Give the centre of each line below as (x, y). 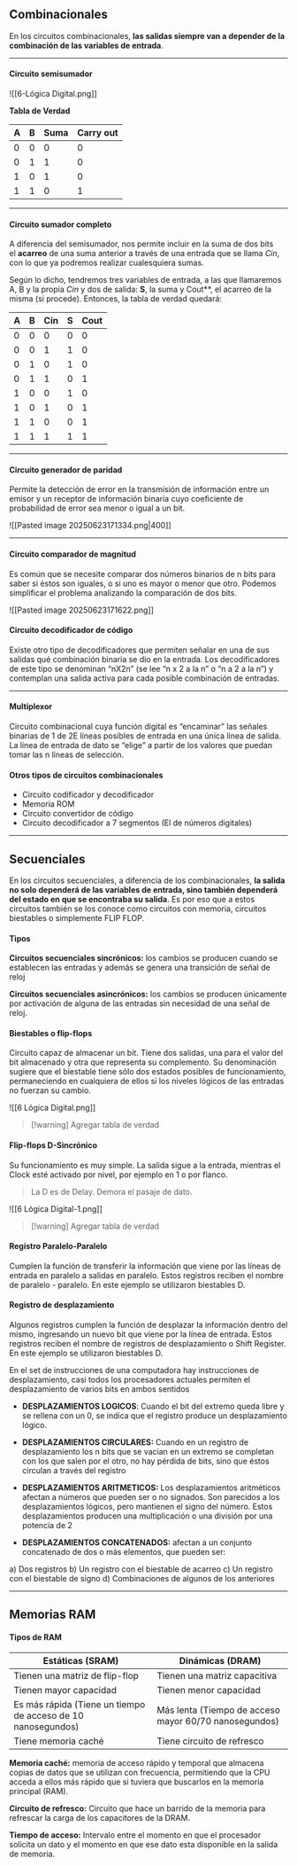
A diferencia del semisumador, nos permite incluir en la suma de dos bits (141, 244)
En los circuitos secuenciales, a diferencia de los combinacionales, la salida (147, 880)
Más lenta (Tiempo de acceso (219, 1710)
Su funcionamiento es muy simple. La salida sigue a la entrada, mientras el (145, 1165)
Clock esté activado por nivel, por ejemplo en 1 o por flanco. (118, 1175)
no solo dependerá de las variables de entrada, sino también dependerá (144, 890)
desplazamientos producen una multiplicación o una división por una (147, 1516)
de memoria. (32, 1854)
